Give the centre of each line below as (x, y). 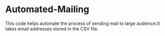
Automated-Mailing (47, 9)
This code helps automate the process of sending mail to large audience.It (83, 23)
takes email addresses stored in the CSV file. (52, 28)
